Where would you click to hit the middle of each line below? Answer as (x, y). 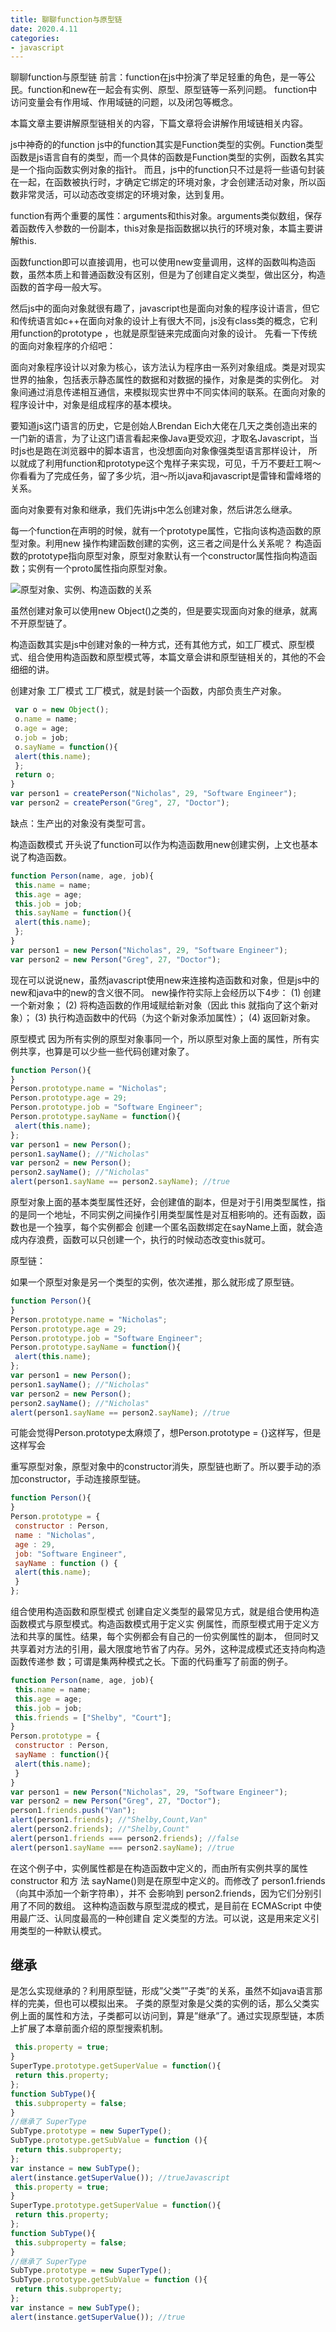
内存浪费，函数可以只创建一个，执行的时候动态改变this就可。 (144, 1239)
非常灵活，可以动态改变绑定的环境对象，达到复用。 (124, 195)
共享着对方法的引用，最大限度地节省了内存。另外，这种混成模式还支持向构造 (168, 1649)
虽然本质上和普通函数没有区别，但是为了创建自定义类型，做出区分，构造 (176, 275)
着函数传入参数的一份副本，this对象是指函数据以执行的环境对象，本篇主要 (162, 228)
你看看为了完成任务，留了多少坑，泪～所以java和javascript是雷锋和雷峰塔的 (166, 476)
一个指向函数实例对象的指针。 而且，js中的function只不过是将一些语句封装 (172, 170)
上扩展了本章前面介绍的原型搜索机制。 (89, 2028)
